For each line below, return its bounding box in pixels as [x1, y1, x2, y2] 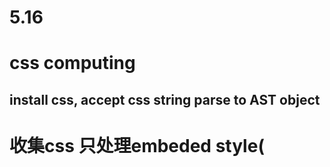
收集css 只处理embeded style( [9, 134, 265, 157]
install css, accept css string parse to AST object [9, 91, 321, 108]
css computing [9, 52, 136, 75]
